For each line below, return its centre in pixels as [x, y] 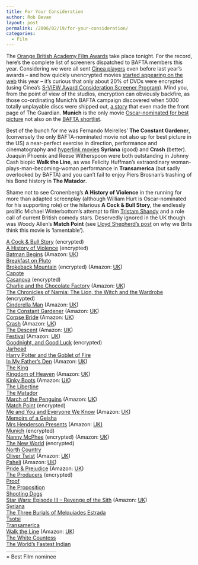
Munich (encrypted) [31, 431]
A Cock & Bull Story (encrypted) [45, 242]
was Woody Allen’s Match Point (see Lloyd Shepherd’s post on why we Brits [99, 224]
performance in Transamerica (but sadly [130, 168]
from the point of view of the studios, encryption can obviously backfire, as [98, 94]
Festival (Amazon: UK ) [33, 336]
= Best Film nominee [31, 557]
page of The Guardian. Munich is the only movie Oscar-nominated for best [98, 113]
